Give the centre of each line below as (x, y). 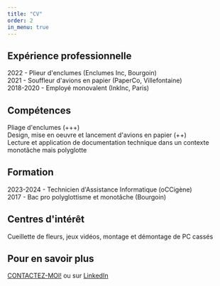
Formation (31, 172)
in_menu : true (28, 27)
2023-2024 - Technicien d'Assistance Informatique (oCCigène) (100, 189)
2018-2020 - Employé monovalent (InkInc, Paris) (78, 88)
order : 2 (20, 21)
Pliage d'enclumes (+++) (44, 127)
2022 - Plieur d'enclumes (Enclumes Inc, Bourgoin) (82, 73)
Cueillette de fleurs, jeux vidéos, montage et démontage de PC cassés (110, 236)
